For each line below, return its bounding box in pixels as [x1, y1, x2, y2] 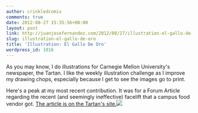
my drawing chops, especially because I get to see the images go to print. [6, 75, 186, 82]
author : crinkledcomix [6, 8, 62, 15]
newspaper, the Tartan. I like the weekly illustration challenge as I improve [6, 69, 186, 77]
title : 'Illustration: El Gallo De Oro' [6, 42, 107, 48]
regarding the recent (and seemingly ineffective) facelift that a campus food [6, 93, 190, 100]
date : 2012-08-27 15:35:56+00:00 [6, 19, 88, 25]
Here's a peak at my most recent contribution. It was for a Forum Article [6, 87, 180, 94]
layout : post [6, 25, 38, 31]
